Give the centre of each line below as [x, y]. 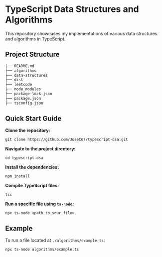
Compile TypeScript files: [32, 186]
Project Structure [32, 55]
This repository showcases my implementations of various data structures [81, 33]
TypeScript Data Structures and [72, 9]
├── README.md [20, 66]
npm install [17, 176]
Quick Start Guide [33, 119]
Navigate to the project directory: [40, 149]
